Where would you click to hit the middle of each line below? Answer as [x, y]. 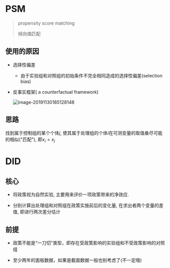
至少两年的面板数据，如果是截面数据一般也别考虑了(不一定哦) [77, 260]
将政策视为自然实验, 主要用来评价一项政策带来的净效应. [71, 195]
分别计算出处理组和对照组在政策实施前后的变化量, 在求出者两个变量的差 [88, 205]
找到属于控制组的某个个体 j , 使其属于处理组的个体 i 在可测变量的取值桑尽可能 [84, 133]
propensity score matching [46, 23]
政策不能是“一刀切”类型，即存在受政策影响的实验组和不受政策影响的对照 [89, 243]
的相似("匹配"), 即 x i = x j [30, 140]
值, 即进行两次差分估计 [36, 212]
